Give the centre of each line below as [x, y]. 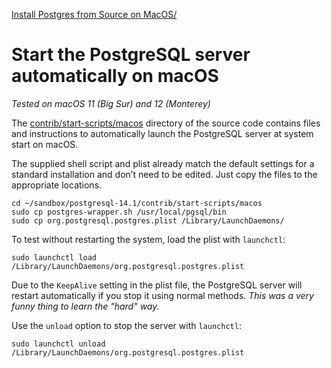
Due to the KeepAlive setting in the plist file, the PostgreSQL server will [157, 285]
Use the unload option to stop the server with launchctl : [126, 325]
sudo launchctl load [54, 257]
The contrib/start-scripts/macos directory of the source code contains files [166, 123]
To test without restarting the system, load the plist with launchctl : [148, 239]
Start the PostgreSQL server [131, 55]
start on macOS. [45, 144]
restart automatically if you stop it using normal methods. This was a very [162, 295]
